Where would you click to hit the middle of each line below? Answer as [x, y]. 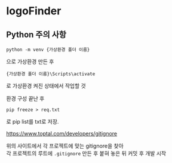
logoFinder [34, 11]
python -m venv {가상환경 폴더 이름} [48, 50]
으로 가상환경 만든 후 [30, 61]
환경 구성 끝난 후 [25, 99]
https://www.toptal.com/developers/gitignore [62, 133]
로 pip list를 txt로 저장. [33, 122]
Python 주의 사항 [36, 34]
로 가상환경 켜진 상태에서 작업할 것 [46, 86]
